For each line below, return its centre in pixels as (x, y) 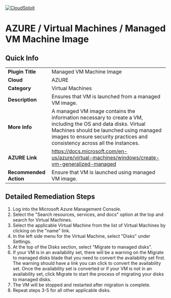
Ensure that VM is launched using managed (103, 172)
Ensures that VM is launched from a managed (106, 97)
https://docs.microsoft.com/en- (90, 151)
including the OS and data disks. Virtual (99, 124)
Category (20, 88)
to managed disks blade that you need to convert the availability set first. (89, 258)
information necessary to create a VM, (97, 117)
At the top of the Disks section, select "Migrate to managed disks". (82, 247)
